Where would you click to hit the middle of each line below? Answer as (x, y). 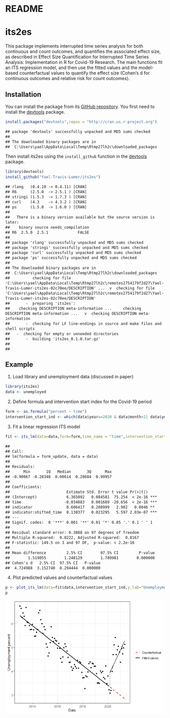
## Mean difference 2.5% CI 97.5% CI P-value (80, 553)
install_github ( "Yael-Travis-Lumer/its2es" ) (53, 177)
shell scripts (20, 329)
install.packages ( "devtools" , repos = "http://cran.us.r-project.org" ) (81, 122)
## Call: (14, 451)
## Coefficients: (24, 487)
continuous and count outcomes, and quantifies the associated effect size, (83, 52)
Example (19, 364)
